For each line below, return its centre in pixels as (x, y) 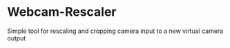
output (17, 38)
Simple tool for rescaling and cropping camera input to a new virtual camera (115, 31)
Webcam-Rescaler (62, 12)
